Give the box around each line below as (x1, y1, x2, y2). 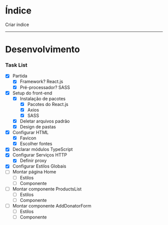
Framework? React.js (19, 78, 63, 84)
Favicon (19, 135, 36, 141)
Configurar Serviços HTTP (12, 152, 67, 158)
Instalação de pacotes (19, 95, 66, 101)
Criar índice (5, 21, 29, 27)
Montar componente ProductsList (12, 185, 82, 192)
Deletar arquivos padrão (19, 118, 70, 124)
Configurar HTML (12, 129, 49, 135)
